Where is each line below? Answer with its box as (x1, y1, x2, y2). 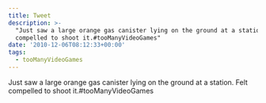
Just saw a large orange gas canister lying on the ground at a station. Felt (8, 77, 248, 87)
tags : (8, 48, 26, 56)
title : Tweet (8, 11, 51, 20)
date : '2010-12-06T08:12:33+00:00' (8, 41, 126, 49)
